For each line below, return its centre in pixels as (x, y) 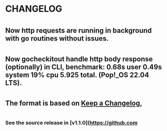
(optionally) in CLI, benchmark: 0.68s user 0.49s (83, 67)
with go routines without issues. (57, 39)
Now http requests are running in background (78, 31)
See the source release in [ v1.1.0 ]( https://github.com (71, 122)
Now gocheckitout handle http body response (79, 59)
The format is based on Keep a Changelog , (74, 103)
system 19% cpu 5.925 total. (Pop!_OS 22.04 (77, 75)
